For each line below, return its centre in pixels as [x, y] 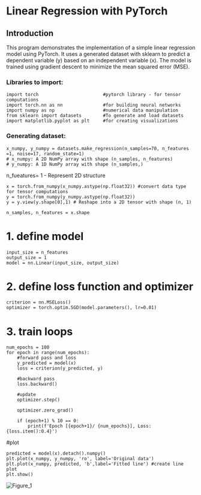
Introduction [30, 33]
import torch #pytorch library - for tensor [94, 95]
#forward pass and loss [47, 358]
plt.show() [20, 475]
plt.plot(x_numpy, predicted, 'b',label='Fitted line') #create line [95, 464]
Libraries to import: [35, 82]
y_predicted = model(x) [47, 363]
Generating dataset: [36, 136]
